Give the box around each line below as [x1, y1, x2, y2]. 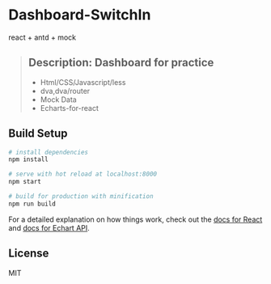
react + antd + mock [8, 32, 77, 42]
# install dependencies [8, 148, 89, 156]
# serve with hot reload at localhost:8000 [8, 170, 158, 179]
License [8, 247, 49, 261]
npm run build [8, 200, 57, 208]
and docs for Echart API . [8, 223, 91, 232]
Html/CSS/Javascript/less [40, 77, 126, 87]
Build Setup [8, 127, 68, 141]
